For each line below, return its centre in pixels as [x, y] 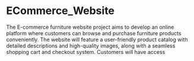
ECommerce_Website [60, 11]
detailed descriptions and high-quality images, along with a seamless [91, 46]
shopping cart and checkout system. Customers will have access [86, 52]
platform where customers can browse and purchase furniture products [94, 33]
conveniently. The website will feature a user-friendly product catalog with [97, 39]
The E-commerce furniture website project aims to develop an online [90, 27]
